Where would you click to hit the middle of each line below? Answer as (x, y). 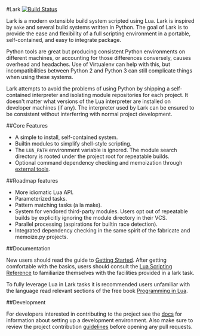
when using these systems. (40, 77)
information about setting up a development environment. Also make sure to (100, 320)
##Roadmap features (32, 181)
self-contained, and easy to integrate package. (64, 40)
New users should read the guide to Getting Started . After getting (87, 260)
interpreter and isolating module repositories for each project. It (110, 95)
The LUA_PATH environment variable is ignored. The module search (96, 150)
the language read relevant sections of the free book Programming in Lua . (97, 291)
